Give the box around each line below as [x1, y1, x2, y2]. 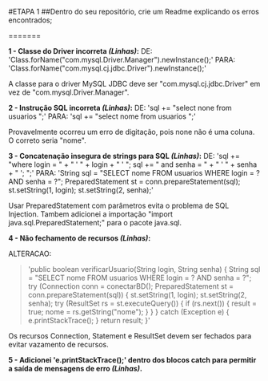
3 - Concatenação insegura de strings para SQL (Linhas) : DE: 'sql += [8, 152, 240, 160]
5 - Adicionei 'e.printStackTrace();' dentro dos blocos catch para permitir [8, 355, 257, 364]
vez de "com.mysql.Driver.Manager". [8, 87, 130, 97]
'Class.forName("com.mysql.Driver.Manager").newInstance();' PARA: [8, 55, 236, 64]
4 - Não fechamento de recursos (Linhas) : [8, 233, 151, 243]
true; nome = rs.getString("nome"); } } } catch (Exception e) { [27, 307, 230, 316]
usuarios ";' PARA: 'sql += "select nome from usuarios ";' [8, 111, 196, 121]
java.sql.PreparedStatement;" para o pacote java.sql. [8, 218, 182, 227]
